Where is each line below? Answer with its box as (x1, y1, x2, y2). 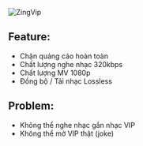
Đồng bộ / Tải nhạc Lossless (19, 76, 113, 86)
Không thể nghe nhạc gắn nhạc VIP (19, 120, 136, 129)
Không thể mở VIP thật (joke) (19, 129, 115, 138)
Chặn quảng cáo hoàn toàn (19, 51, 109, 61)
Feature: (8, 30, 51, 43)
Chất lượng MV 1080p (19, 68, 91, 77)
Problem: (8, 99, 55, 113)
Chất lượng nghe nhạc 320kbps (19, 59, 123, 69)
